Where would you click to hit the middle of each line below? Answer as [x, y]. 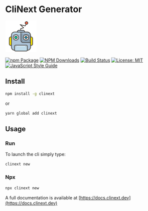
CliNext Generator [44, 9]
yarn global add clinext [31, 113]
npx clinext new [22, 188]
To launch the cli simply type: [36, 154]
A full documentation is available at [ [43, 198]
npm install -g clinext [30, 94]
